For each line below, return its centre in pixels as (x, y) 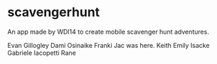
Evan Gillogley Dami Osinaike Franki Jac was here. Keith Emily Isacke (108, 45)
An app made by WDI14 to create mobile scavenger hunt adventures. (108, 32)
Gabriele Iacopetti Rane (42, 53)
